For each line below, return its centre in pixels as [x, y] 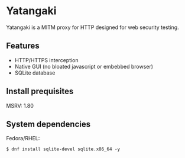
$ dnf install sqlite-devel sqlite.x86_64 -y [63, 149]
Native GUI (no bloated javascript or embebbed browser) [84, 66]
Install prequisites [40, 91]
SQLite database [35, 73]
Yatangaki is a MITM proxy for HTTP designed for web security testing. [92, 27]
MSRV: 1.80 [20, 105]
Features [23, 46]
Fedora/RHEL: [23, 138]
